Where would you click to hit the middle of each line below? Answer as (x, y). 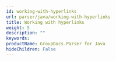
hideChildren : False (31, 49)
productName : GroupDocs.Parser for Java (56, 44)
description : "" (26, 33)
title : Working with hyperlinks (45, 22)
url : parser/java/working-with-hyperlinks (58, 17)
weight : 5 (18, 28)
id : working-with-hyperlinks (41, 11)
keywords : (18, 38)
